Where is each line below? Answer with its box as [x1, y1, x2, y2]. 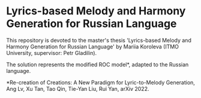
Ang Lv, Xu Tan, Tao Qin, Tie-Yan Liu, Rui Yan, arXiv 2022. [6, 85, 149, 92]
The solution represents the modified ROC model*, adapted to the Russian [6, 61, 189, 68]
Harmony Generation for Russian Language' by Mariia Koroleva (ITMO [6, 43, 179, 50]
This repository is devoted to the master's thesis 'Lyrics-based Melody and [6, 36, 192, 44]
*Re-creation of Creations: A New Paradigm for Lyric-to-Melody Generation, [6, 79, 195, 86]
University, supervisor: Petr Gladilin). [6, 49, 97, 56]
